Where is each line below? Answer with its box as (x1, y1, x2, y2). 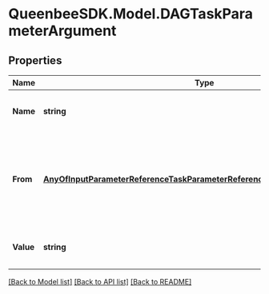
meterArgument (8, 22, 117, 40)
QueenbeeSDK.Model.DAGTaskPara (8, 5, 254, 23)
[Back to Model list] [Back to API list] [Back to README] (8, 277, 192, 286)
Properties (8, 54, 62, 67)
